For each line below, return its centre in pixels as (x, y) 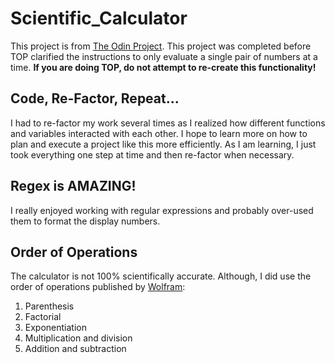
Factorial (43, 317)
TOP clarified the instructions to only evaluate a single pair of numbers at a (164, 56)
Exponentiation (55, 328)
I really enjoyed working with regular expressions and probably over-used (162, 210)
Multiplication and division (78, 338)
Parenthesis (49, 306)
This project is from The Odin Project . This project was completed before (161, 46)
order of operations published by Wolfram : (98, 287)
